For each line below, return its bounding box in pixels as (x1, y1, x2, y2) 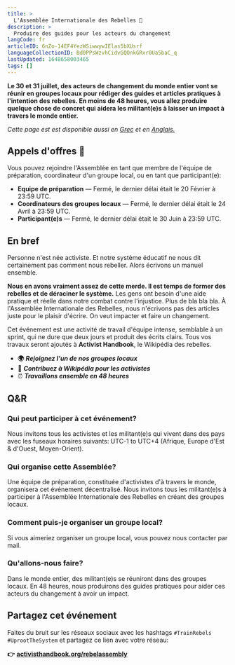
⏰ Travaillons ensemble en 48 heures (17, 372, 130, 381)
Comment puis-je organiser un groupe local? (7, 518, 163, 528)
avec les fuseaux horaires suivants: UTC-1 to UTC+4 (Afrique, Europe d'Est (7, 437, 224, 445)
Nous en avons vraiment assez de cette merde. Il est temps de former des (7, 282, 227, 291)
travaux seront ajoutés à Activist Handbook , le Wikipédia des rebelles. (7, 341, 212, 349)
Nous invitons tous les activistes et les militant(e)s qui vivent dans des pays (7, 429, 225, 438)
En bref (7, 235, 40, 247)
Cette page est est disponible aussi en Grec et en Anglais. (7, 125, 175, 133)
